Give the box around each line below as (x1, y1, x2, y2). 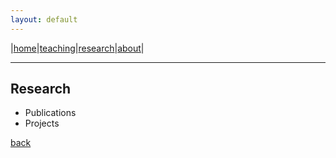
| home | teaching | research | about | (10, 42, 145, 54)
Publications (24, 107, 77, 119)
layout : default (10, 14, 78, 25)
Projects (24, 117, 60, 130)
